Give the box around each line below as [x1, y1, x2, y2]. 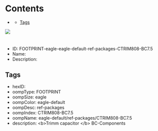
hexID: [12, 83, 26, 89]
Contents [5, 3, 44, 14]
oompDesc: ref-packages [12, 104, 65, 110]
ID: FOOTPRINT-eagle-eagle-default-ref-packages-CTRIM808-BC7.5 [12, 46, 153, 52]
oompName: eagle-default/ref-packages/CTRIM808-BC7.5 [12, 115, 132, 121]
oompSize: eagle [12, 94, 47, 100]
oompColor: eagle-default [12, 99, 65, 105]
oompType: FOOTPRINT [12, 89, 61, 95]
